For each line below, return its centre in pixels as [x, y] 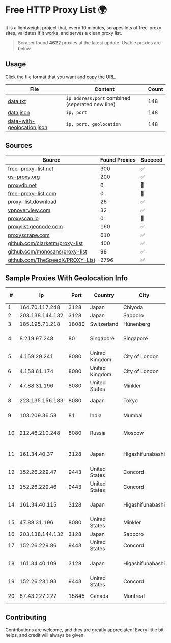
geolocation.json [28, 127]
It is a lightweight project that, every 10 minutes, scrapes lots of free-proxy [83, 27]
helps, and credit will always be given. [45, 635]
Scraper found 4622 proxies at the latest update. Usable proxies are [89, 43]
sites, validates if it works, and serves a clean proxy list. [64, 33]
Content [105, 89]
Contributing [26, 617]
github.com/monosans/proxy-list [48, 251]
